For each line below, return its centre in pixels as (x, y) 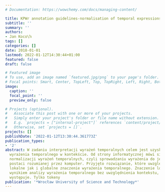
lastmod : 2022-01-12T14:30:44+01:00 (42, 55)
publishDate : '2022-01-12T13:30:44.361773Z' (51, 136)
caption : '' (22, 91)
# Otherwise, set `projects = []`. (44, 127)
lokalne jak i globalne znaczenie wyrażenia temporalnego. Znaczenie (82, 168)
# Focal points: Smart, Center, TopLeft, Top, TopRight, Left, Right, (79, 82)
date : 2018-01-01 (23, 50)
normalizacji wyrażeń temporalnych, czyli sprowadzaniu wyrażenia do (82, 159)
